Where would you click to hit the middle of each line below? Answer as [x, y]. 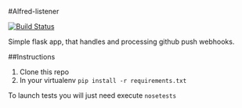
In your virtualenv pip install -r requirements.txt [103, 80]
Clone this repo [44, 72]
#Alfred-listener [34, 11]
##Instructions [32, 57]
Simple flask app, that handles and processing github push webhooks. [121, 41]
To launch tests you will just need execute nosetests [92, 95]
